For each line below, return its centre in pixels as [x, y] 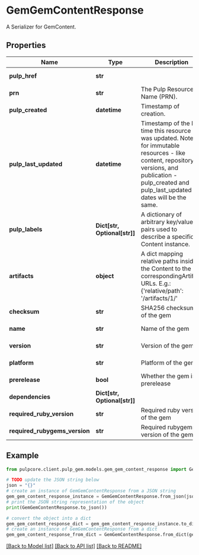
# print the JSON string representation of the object [75, 502]
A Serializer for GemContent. [41, 27]
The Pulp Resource [167, 89]
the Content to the [166, 269]
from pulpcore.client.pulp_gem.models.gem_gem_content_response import [96, 469]
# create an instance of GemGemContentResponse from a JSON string [91, 491]
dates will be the [163, 197]
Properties [26, 45]
